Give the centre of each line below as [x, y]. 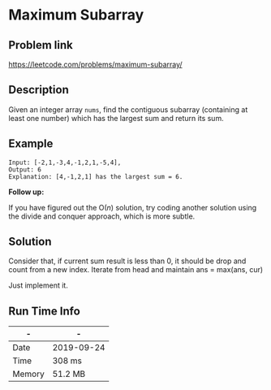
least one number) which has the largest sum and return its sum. [116, 118]
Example [31, 144]
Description [39, 90]
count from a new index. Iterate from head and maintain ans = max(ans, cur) [136, 270]
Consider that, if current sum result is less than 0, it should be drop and [127, 261]
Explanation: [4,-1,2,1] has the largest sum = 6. [96, 176]
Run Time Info [45, 311]
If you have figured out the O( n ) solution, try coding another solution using [133, 207]
